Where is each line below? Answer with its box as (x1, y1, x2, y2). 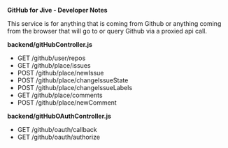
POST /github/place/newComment (17, 98, 117, 107)
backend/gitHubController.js (7, 40, 93, 48)
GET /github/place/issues (17, 61, 91, 69)
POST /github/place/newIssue (17, 69, 104, 77)
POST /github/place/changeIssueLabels (17, 84, 133, 91)
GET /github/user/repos (17, 54, 86, 62)
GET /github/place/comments (17, 91, 103, 99)
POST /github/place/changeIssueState (17, 76, 129, 84)
